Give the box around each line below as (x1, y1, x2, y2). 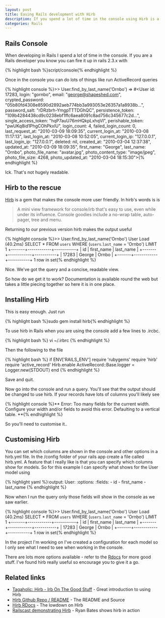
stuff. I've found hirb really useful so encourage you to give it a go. (5, 559, 140, 565)
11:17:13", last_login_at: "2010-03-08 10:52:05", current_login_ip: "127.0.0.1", (5, 134, 156, 140)
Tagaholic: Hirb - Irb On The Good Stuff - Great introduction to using (12, 586, 151, 592)
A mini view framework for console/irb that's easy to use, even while (17, 206, 156, 212)
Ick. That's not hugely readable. (5, 169, 70, 175)
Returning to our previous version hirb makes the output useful (5, 226, 132, 232)
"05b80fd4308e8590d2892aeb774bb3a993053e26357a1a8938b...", (5, 102, 144, 108)
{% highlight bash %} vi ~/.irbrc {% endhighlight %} (5, 337, 110, 343)
